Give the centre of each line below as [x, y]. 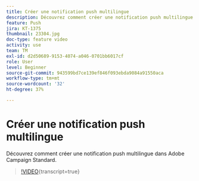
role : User [20, 62]
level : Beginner [26, 67]
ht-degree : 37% [25, 90]
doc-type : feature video [37, 39]
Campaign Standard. [31, 159]
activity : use [24, 45]
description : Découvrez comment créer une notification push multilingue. [101, 17]
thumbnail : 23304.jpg [33, 34]
